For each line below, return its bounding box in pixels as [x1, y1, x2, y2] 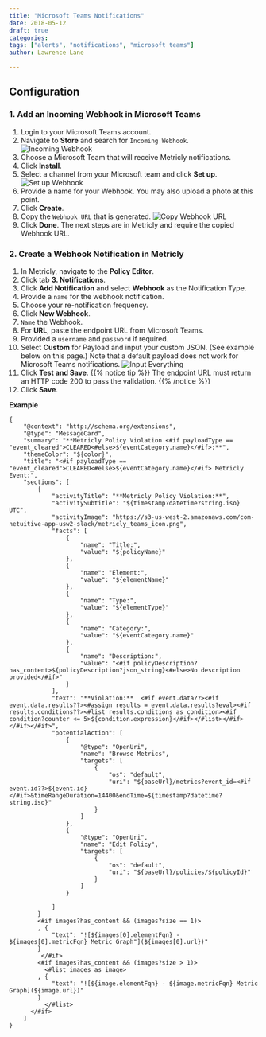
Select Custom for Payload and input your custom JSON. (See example [20, 342, 255, 352]
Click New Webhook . [20, 308, 91, 318]
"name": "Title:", [79, 540, 141, 549]
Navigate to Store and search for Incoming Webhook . [20, 135, 189, 145]
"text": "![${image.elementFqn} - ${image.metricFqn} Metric [51, 980, 259, 988]
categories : [9, 33, 48, 42]
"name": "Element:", [79, 568, 148, 577]
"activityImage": [51, 513, 110, 521]
